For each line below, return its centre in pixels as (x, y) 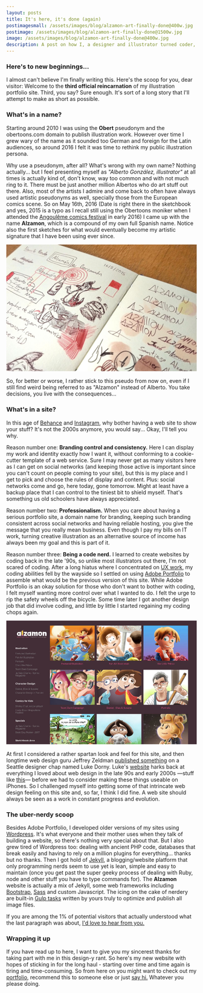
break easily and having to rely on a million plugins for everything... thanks (99, 853)
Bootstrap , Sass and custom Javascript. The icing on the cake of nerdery (97, 891)
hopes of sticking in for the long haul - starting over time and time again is (98, 965)
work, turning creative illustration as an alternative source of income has (96, 536)
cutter (14, 460)
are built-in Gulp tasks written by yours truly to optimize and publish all (94, 898)
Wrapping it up (28, 939)
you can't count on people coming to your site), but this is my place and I (97, 473)
